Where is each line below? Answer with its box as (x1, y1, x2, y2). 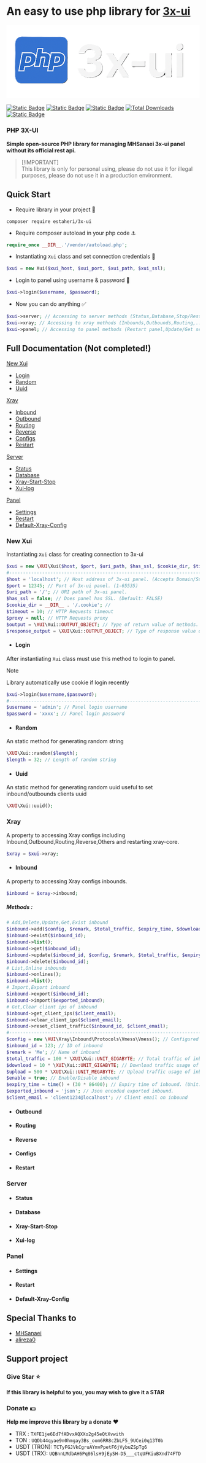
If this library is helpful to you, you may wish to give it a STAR (6, 1389, 164, 1396)
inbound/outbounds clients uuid (6, 790, 87, 798)
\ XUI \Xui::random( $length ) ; (6, 751, 78, 757)
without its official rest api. (6, 146, 77, 154)
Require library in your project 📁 (15, 206, 96, 213)
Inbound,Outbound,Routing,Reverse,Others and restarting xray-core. (6, 838, 180, 845)
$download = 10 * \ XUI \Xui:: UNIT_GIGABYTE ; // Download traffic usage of (6, 1062, 199, 1068)
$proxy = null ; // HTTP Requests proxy (6, 615, 109, 621)
